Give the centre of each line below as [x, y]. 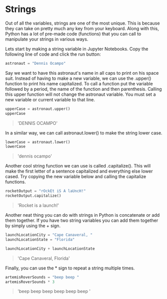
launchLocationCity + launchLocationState [50, 249]
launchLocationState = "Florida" [40, 239]
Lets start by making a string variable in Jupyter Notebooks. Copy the [77, 49]
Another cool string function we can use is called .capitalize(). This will [78, 166]
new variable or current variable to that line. [50, 99]
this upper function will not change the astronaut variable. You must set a [80, 94]
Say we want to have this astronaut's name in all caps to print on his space [82, 73]
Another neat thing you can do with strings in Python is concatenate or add [82, 215]
